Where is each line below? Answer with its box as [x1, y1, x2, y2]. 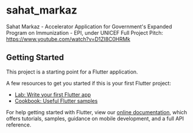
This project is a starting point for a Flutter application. [6, 68, 138, 75]
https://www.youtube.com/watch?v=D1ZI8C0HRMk [6, 35, 131, 42]
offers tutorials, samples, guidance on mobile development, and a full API [6, 115, 184, 122]
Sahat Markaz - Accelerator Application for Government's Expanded [6, 23, 172, 30]
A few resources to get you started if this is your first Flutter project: [6, 79, 171, 87]
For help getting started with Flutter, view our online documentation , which [6, 108, 188, 115]
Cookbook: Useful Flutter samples [14, 97, 98, 104]
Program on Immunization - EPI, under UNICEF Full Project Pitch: [6, 29, 163, 36]
